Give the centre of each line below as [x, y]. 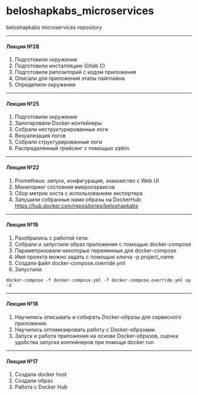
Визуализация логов [40, 136]
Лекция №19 [22, 225]
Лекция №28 [23, 46]
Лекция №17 [22, 361]
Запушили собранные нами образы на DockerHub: [78, 199]
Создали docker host [41, 374]
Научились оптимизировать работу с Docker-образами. [85, 329]
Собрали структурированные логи [58, 142]
